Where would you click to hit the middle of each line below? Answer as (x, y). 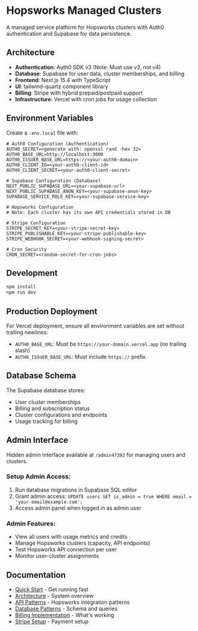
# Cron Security (26, 249)
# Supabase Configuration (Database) (54, 181)
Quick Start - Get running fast (51, 589)
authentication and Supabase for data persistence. (69, 33)
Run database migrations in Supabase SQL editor (76, 490)
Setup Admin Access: (39, 477)
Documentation (36, 575)
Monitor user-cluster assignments (57, 556)
